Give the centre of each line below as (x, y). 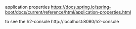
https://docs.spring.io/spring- (81, 7)
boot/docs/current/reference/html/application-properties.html (68, 12)
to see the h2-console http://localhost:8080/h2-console (62, 22)
